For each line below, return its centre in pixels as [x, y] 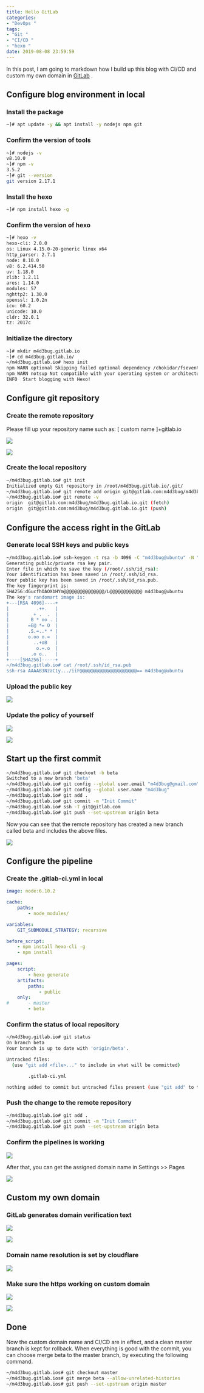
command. [20, 1361]
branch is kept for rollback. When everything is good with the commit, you [99, 1348]
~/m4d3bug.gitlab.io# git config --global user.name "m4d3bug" [88, 790]
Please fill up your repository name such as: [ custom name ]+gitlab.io [94, 429]
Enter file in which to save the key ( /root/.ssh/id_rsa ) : [83, 569]
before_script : [25, 941]
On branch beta [25, 1043]
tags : [13, 29]
